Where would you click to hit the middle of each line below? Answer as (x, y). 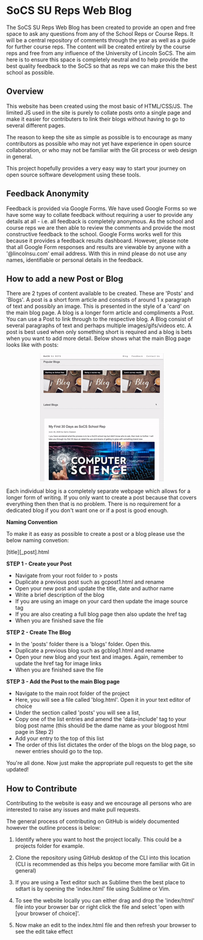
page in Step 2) (34, 732)
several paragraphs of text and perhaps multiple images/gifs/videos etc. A (99, 325)
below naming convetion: (38, 541)
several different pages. (36, 125)
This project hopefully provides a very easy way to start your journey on (96, 168)
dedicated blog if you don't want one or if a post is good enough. (87, 510)
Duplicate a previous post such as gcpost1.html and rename (90, 582)
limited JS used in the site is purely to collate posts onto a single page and (99, 112)
